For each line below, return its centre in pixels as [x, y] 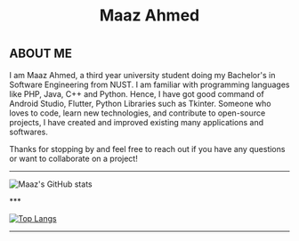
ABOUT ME [41, 54]
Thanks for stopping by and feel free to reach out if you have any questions [147, 149]
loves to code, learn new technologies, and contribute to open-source [137, 113]
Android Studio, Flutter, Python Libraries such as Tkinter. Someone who [140, 103]
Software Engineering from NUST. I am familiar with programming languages [149, 84]
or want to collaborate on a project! [73, 158]
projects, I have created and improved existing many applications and [137, 122]
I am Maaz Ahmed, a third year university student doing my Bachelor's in [142, 75]
